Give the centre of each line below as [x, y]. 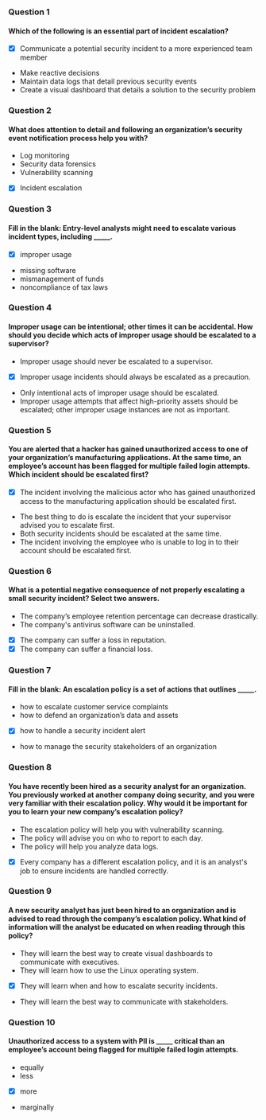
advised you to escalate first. [67, 525]
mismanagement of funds [62, 279]
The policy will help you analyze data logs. [89, 846]
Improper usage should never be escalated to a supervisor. [116, 361]
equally [32, 1067]
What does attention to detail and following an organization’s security [125, 129]
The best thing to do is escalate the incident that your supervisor [125, 517]
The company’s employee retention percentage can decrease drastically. [139, 616]
